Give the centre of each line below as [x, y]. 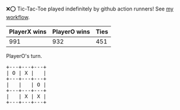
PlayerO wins [71, 32]
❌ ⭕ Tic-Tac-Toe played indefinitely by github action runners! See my [90, 9]
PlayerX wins [28, 32]
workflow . [18, 17]
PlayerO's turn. [24, 56]
